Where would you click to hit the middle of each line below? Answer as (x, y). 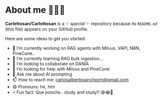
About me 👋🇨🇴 (35, 10)
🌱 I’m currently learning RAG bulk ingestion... (58, 58)
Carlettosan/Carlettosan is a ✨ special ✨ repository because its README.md (81, 24)
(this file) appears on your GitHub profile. (47, 29)
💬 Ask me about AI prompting (42, 74)
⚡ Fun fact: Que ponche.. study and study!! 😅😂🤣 (63, 92)
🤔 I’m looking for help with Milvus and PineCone (61, 69)
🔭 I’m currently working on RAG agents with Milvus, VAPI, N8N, (76, 48)
